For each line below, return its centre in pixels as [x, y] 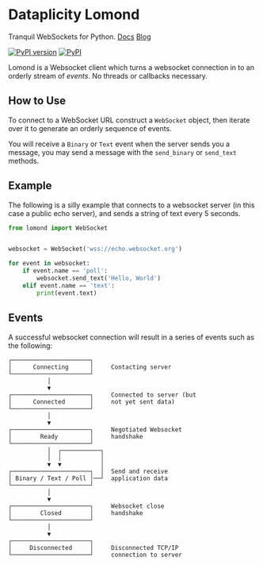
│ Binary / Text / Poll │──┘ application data [88, 478]
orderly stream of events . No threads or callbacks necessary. [108, 75]
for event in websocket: [49, 264]
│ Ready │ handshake [76, 436]
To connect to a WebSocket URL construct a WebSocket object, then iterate [129, 120]
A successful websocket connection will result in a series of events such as [131, 337]
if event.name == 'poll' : [65, 271]
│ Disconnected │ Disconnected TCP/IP [93, 548]
